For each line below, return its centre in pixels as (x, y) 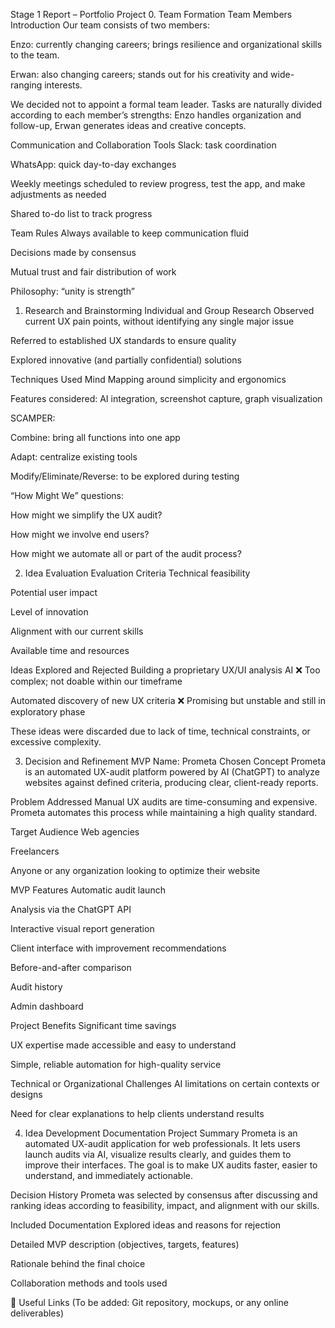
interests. (63, 85)
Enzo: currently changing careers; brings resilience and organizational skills (166, 44)
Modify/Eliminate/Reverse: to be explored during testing (125, 476)
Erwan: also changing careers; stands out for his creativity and (139, 74)
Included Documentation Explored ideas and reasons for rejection (146, 1225)
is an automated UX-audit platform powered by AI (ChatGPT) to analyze (172, 772)
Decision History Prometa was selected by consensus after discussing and (164, 1195)
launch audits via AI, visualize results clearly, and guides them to (158, 1154)
